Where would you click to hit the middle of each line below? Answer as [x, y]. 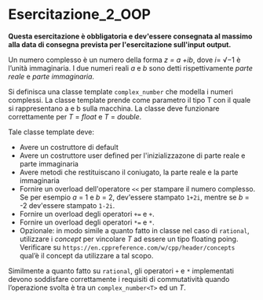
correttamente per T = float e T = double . [75, 116]
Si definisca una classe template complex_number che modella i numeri [121, 91]
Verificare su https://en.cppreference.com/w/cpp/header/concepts [127, 247]
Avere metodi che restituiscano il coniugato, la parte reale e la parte [129, 172]
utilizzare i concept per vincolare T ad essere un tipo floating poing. [129, 239]
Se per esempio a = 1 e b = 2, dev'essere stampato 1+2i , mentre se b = [134, 197]
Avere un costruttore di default [69, 147]
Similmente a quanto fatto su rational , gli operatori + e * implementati [121, 271]
